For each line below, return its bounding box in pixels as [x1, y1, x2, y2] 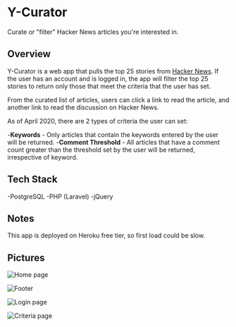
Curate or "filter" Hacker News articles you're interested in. [7, 28, 179, 36]
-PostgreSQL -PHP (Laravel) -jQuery [7, 192, 113, 201]
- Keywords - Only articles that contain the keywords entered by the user [7, 130, 219, 138]
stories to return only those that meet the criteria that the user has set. [7, 82, 211, 90]
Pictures [7, 251, 45, 263]
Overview [7, 48, 51, 60]
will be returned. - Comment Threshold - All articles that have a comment [7, 138, 221, 146]
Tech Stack [7, 174, 58, 186]
